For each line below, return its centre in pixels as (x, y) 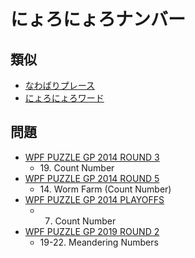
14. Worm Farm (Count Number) (105, 189)
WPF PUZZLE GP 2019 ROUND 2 (92, 231)
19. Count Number (77, 167)
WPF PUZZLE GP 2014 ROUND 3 (92, 157)
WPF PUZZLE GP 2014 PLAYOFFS (94, 199)
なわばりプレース (60, 85)
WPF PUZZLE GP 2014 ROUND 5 (92, 178)
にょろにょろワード (64, 98)
